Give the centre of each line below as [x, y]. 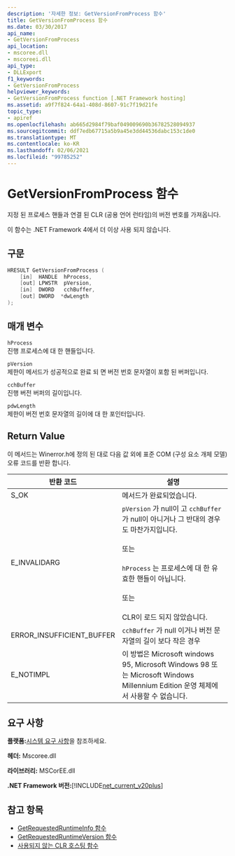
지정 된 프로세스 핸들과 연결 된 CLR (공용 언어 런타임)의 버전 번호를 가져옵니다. [114, 214]
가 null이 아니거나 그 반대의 [164, 519]
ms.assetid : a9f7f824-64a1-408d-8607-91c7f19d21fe [83, 105]
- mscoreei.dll [29, 60]
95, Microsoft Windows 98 [166, 664]
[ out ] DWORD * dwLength [55, 296]
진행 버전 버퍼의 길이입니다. [45, 392]
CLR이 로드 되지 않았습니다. [165, 617]
